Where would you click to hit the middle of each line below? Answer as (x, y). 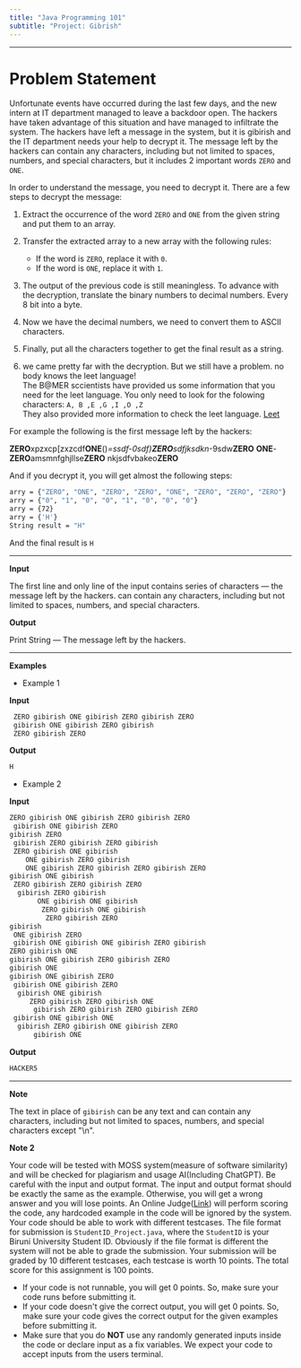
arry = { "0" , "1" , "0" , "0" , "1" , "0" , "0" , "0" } (104, 501)
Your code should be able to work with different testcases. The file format (146, 1222)
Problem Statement (83, 78)
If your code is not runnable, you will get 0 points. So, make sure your (150, 1287)
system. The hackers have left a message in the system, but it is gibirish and (150, 132)
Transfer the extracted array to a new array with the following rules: (146, 241)
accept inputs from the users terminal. (93, 1354)
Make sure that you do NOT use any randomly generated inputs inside (152, 1335)
